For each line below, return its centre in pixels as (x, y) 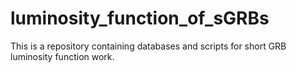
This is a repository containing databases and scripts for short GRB (148, 46)
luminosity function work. (62, 56)
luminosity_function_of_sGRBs (140, 18)
